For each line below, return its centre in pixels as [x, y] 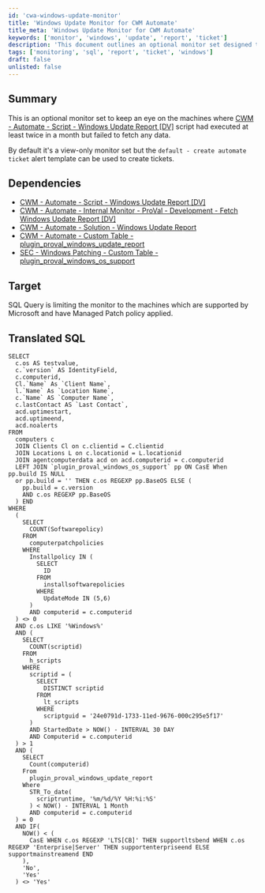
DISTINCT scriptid [73, 688]
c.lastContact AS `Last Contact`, [72, 405]
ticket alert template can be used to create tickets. [91, 158]
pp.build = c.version [58, 488]
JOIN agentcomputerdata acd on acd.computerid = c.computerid [119, 460]
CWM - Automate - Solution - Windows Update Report [108, 228]
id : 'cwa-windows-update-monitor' [65, 15]
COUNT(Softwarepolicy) [66, 529]
